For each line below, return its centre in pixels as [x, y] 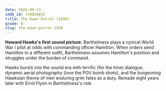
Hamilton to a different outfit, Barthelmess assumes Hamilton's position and [82, 53]
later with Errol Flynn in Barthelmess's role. [49, 83]
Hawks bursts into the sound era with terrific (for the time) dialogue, [74, 68]
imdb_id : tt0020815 [25, 14]
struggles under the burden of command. [47, 58]
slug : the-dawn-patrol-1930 [34, 28]
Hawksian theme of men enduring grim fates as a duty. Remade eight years [82, 78]
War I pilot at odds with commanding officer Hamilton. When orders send [80, 47]
